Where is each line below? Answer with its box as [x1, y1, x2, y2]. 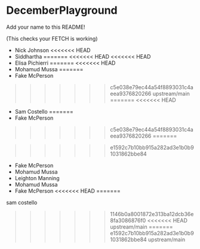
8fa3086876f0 [110, 217, 146, 224]
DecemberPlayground [6, 4, 118, 17]
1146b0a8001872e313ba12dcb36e [110, 210, 194, 217]
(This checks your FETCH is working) [6, 35, 98, 42]
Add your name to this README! [6, 23, 85, 31]
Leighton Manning [14, 174, 60, 181]
